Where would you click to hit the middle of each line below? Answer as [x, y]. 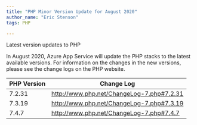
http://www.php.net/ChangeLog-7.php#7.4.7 [116, 113]
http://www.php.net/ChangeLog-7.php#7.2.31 [118, 94]
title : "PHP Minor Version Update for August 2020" [72, 12]
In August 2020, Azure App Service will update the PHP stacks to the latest [98, 57]
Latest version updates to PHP [43, 45]
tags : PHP [19, 23]
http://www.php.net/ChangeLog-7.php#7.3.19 [118, 104]
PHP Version [27, 84]
